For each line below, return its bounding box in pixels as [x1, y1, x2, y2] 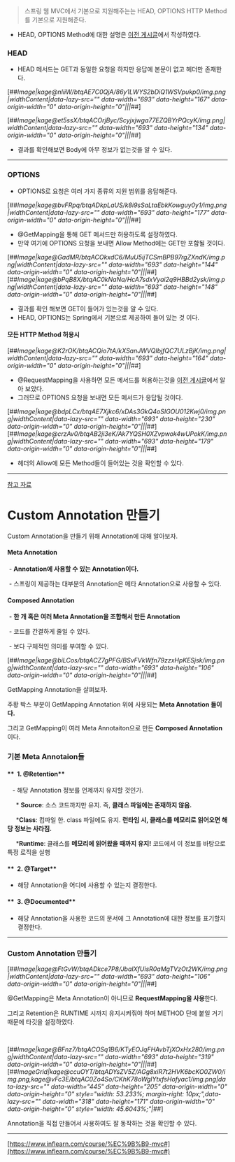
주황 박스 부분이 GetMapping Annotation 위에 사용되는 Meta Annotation [7, 700, 210, 709]
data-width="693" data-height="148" [108, 283, 218, 291]
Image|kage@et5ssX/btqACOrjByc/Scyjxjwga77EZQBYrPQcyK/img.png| [17, 116, 226, 125]
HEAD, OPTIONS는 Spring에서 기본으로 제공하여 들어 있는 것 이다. [17, 313, 200, 321]
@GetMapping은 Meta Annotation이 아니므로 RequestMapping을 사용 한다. [7, 993, 218, 1002]
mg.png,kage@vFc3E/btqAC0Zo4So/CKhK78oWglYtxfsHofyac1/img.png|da [7, 1075, 226, 1083]
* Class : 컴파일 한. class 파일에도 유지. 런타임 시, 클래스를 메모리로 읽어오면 [15, 816, 220, 824]
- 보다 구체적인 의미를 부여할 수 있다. [8, 642, 109, 651]
